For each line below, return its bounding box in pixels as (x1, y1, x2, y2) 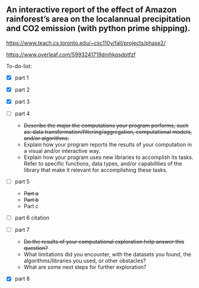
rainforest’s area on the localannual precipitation (6, 14, 191, 24)
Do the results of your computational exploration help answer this (23, 238, 185, 246)
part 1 (14, 74, 29, 81)
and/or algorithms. (23, 134, 70, 142)
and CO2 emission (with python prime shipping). (6, 23, 191, 33)
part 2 (14, 86, 30, 93)
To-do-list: (6, 62, 32, 69)
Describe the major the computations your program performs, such (23, 122, 189, 129)
